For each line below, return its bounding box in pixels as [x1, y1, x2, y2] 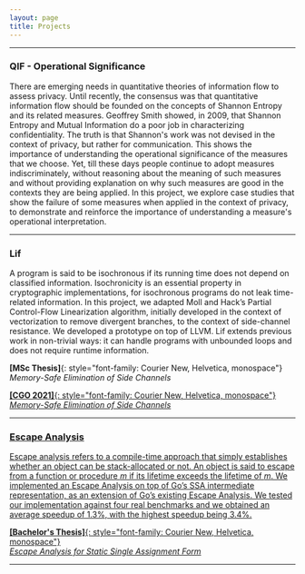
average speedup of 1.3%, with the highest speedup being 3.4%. [9, 510, 252, 520]
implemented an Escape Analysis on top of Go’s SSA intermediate [9, 480, 255, 491]
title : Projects [9, 22, 71, 31]
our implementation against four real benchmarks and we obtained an [9, 500, 271, 510]
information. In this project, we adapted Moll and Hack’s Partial [37, 297, 272, 308]
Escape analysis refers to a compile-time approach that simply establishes [9, 451, 288, 462]
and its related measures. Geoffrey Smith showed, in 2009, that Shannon [9, 110, 281, 121]
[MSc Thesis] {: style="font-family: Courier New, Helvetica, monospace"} [9, 362, 283, 373]
